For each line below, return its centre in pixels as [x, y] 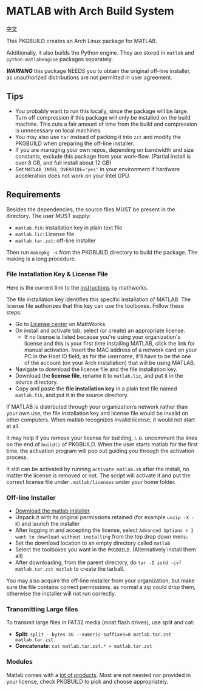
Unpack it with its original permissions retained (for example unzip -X [102, 517]
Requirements [33, 195]
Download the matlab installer [52, 511]
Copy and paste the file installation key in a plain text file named [96, 388]
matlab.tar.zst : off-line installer [55, 240]
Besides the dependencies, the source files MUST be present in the [91, 209]
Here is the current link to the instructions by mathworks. [77, 287]
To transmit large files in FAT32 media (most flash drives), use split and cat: [100, 622]
